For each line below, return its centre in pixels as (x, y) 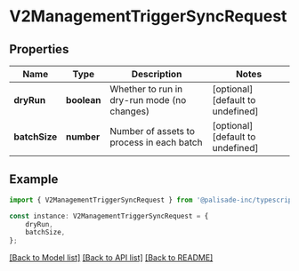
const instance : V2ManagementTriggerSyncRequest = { (109, 216)
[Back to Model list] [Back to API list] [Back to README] (111, 258)
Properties (39, 49)
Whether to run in (146, 89)
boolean (83, 100)
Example (34, 179)
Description (157, 74)
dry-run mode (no (148, 100)
